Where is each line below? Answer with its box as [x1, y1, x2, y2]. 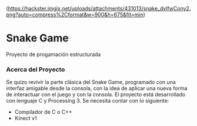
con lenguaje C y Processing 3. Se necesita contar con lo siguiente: [6, 97, 169, 104]
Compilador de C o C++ [14, 108, 72, 116]
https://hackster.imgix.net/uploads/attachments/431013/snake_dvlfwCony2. [8, 5, 191, 12]
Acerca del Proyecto [6, 65, 66, 73]
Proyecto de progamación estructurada [6, 51, 101, 58]
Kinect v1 [14, 115, 37, 122]
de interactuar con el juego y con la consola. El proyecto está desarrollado [6, 91, 186, 98]
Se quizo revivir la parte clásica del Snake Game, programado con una [6, 79, 176, 86]
